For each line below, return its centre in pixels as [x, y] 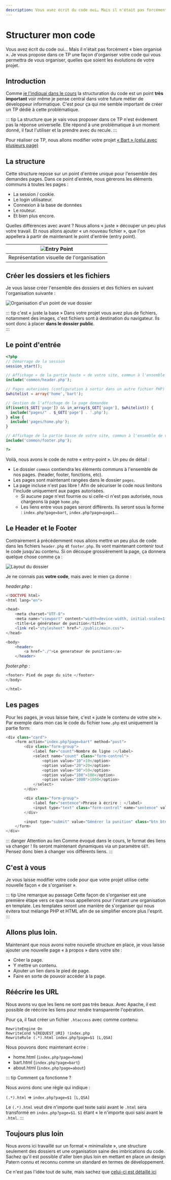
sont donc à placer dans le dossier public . [50, 324]
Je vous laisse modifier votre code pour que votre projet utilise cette [77, 880]
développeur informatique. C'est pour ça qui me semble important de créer [84, 104]
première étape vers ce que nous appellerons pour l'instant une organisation [86, 900]
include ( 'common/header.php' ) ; [39, 380]
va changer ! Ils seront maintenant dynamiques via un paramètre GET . [78, 846]
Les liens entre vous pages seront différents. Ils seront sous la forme [92, 507]
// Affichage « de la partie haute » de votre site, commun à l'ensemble [85, 375]
